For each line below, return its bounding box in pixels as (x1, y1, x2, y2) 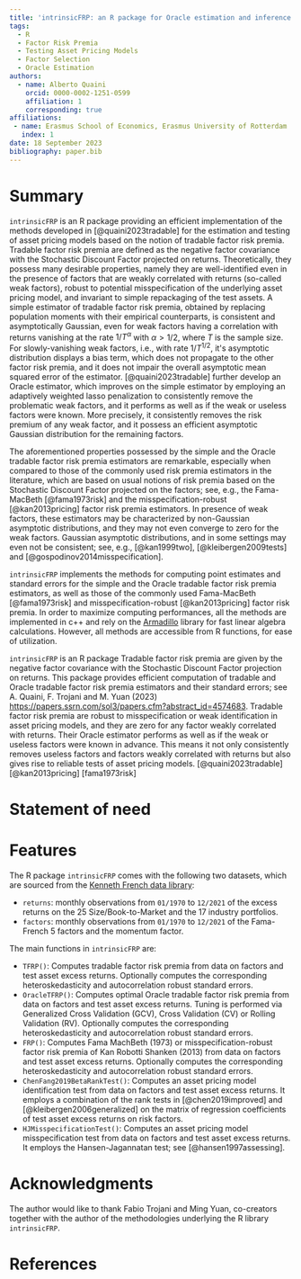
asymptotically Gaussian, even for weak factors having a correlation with (9, 320, 279, 331)
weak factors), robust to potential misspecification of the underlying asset (9, 282, 283, 293)
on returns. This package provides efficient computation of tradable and (9, 672, 277, 683)
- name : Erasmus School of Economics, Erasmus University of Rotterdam (13, 122, 288, 131)
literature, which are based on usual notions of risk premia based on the (9, 474, 276, 486)
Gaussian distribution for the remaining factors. (9, 428, 184, 439)
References (9, 1254, 97, 1275)
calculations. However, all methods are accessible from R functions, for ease (9, 626, 293, 637)
